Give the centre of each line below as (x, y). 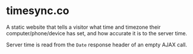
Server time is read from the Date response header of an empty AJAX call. (96, 45)
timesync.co (38, 11)
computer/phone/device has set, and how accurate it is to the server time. (97, 33)
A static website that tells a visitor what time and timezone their (83, 27)
